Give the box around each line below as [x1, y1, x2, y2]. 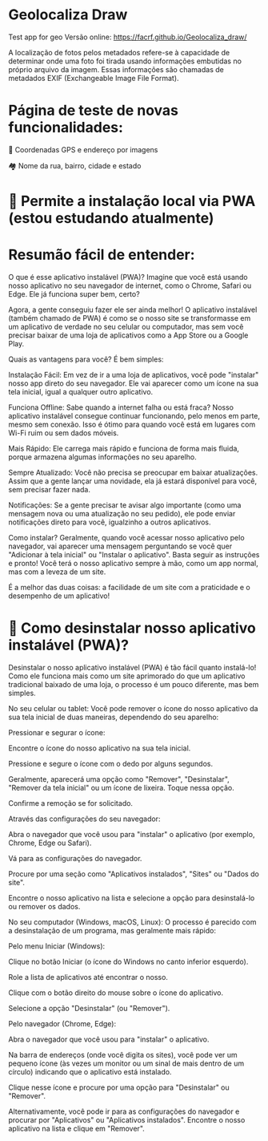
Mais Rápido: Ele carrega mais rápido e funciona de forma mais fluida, [8, 443, 240, 453]
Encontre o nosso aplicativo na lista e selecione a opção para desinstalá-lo [8, 892, 255, 903]
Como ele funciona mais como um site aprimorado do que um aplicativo [8, 671, 246, 681]
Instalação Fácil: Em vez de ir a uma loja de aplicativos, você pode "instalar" [8, 370, 259, 379]
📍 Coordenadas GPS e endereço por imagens [8, 144, 158, 154]
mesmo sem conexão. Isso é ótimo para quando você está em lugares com [8, 419, 256, 429]
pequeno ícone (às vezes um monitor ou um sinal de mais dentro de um [8, 1058, 245, 1068]
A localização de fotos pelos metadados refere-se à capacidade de [8, 47, 230, 57]
